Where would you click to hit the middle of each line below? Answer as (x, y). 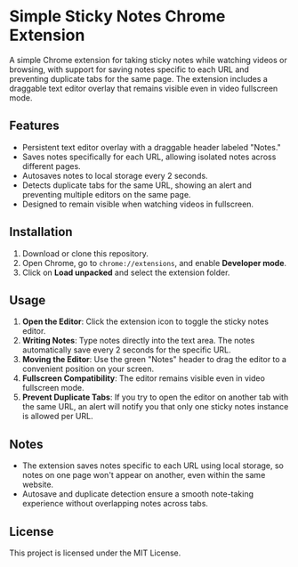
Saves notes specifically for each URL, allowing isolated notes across (149, 157)
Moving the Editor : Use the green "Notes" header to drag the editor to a (154, 360)
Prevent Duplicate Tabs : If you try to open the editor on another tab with (155, 397)
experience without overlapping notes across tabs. (115, 504)
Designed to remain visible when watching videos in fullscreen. (138, 204)
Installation (41, 232)
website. (38, 485)
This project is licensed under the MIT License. (95, 553)
